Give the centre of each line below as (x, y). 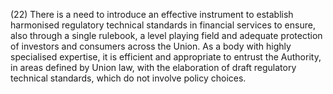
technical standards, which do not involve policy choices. (128, 78)
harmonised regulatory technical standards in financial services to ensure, (163, 25)
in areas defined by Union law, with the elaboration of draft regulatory (153, 67)
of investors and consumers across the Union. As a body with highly (151, 46)
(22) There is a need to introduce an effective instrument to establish (152, 14)
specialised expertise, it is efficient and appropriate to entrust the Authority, (166, 57)
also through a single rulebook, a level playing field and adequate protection (166, 35)
